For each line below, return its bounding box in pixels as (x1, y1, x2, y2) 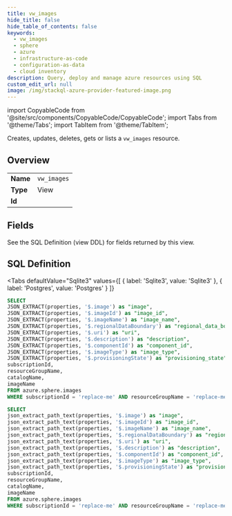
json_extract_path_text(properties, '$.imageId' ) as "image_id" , (7, 419, 199, 426)
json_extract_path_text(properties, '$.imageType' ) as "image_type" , (7, 457, 212, 464)
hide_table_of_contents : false (7, 23, 97, 30)
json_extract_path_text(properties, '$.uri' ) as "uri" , (7, 438, 171, 445)
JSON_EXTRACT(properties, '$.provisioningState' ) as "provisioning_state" (7, 355, 227, 362)
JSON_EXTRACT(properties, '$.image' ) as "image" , (7, 303, 153, 311)
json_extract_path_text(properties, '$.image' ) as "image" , (7, 412, 184, 419)
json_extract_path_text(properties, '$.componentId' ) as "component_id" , (7, 450, 224, 458)
